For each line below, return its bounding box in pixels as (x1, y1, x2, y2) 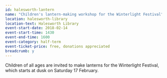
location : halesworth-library (5, 16, 68, 21)
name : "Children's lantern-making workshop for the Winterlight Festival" (5, 12, 164, 17)
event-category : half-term (5, 39, 61, 44)
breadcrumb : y (5, 48, 35, 53)
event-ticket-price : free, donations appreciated (5, 44, 110, 49)
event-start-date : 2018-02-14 (5, 26, 68, 31)
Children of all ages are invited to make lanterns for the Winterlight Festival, (5, 62, 160, 68)
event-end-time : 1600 (5, 35, 50, 40)
